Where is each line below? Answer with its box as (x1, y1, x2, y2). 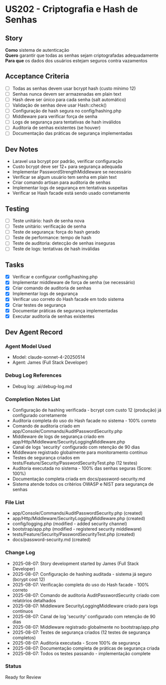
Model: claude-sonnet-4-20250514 (12, 354, 85, 360)
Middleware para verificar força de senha (12, 114, 98, 120)
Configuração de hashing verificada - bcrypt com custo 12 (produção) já (12, 407, 162, 413)
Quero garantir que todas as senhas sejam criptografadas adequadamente (5, 52, 159, 58)
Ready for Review (5, 674, 41, 680)
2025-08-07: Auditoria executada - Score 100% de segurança (12, 640, 141, 646)
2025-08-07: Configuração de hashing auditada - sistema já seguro (12, 571, 152, 577)
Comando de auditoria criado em (12, 422, 80, 429)
